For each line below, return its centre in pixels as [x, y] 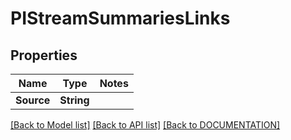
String [74, 100]
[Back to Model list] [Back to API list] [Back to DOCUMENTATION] [145, 125]
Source [33, 100]
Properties [44, 55]
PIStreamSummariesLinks [120, 18]
